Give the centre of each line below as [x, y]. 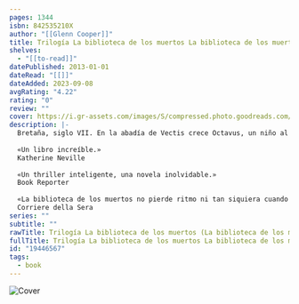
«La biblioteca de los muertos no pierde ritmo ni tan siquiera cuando [153, 200]
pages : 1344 [31, 17]
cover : [21, 116]
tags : [19, 257]
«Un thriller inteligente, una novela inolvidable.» [117, 174]
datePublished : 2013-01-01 [59, 68]
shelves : [25, 51]
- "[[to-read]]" [47, 59]
